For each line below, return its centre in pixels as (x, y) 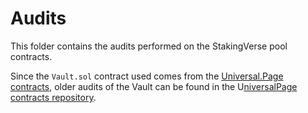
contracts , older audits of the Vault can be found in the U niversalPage (154, 86)
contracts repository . (53, 97)
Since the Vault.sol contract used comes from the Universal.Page (147, 76)
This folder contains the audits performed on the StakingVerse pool (149, 46)
